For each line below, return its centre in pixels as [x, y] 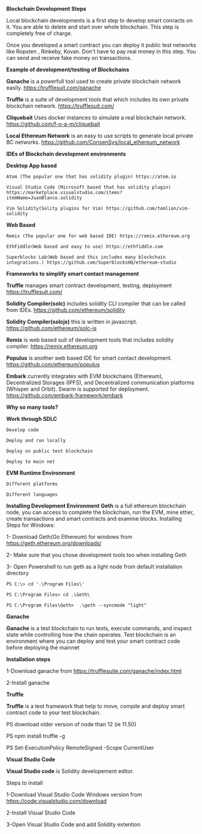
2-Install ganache [28, 683]
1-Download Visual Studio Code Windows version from [74, 794]
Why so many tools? [32, 407]
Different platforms [32, 484]
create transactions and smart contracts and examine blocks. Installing [94, 519]
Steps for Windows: [31, 525]
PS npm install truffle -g [36, 736]
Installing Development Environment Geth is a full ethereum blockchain [96, 506]
